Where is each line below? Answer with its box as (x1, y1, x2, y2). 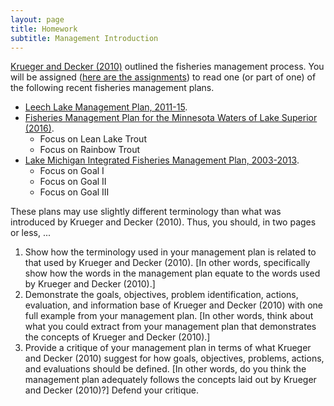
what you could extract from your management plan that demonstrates (24, 321, 317, 333)
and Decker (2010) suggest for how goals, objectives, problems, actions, (24, 352, 325, 365)
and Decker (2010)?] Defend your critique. (24, 384, 200, 396)
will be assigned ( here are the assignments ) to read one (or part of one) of (10, 71, 317, 83)
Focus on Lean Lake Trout (39, 133, 147, 145)
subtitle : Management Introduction (10, 33, 159, 43)
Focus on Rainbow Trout (39, 144, 141, 156)
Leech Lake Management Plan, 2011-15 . (24, 101, 188, 113)
